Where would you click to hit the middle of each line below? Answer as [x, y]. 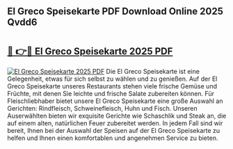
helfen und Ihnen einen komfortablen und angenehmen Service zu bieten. [113, 138]
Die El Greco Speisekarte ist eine [153, 71]
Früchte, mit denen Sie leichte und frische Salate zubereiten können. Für [111, 94]
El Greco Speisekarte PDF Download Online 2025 [115, 11]
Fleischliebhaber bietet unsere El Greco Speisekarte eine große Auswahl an [115, 101]
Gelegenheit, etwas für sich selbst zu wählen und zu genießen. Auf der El [112, 79]
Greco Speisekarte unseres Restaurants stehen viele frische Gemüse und [112, 86]
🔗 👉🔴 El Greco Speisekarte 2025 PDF [90, 51]
